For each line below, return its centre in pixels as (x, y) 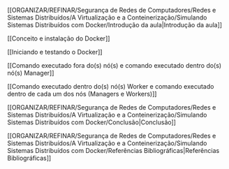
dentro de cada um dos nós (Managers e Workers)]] (82, 94)
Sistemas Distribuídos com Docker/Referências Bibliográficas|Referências (113, 150)
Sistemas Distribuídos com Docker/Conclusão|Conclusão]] (92, 122)
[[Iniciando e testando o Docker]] (55, 52)
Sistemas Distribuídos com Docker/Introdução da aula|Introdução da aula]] (114, 25)
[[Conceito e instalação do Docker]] (59, 38)
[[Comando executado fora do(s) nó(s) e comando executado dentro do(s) (114, 65)
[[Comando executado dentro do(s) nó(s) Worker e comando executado (111, 86)
